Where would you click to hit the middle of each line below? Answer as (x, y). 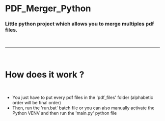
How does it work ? (45, 74)
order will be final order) (37, 103)
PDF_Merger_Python (48, 9)
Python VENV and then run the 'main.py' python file (64, 113)
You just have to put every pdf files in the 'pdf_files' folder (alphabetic (83, 97)
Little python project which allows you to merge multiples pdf (80, 24)
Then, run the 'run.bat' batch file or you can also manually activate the (83, 108)
